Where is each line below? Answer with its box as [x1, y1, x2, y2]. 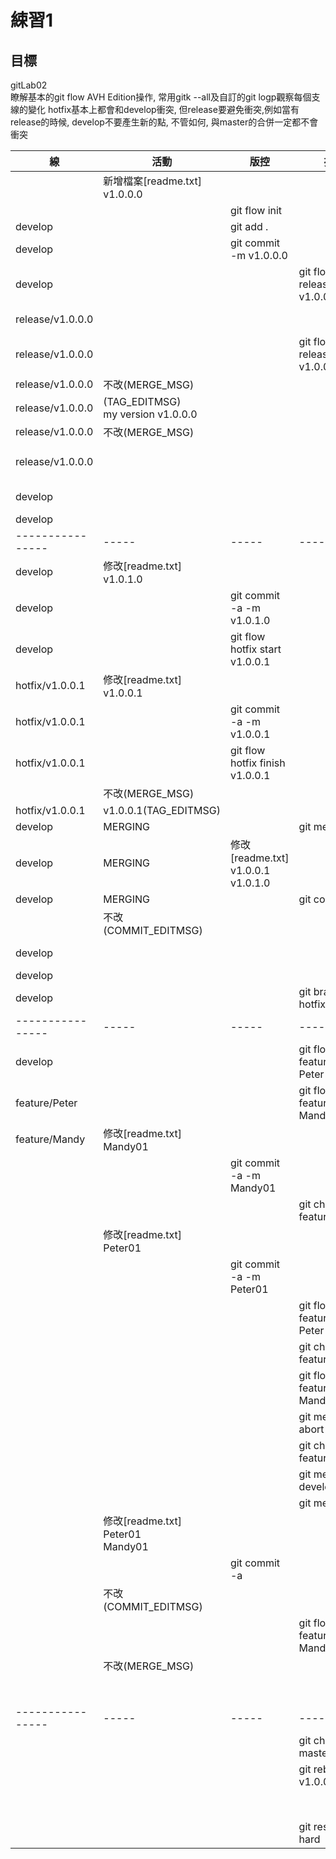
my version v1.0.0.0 [103, 407, 198, 421]
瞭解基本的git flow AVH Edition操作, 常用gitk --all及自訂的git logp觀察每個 [10, 91, 312, 103]
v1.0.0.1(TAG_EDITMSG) [103, 804, 221, 817]
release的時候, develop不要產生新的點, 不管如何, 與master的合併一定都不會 [10, 116, 319, 128]
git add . [229, 220, 269, 233]
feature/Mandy [15, 1132, 86, 1146]
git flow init [229, 204, 283, 217]
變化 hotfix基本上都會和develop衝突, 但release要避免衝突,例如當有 [27, 104, 300, 115]
